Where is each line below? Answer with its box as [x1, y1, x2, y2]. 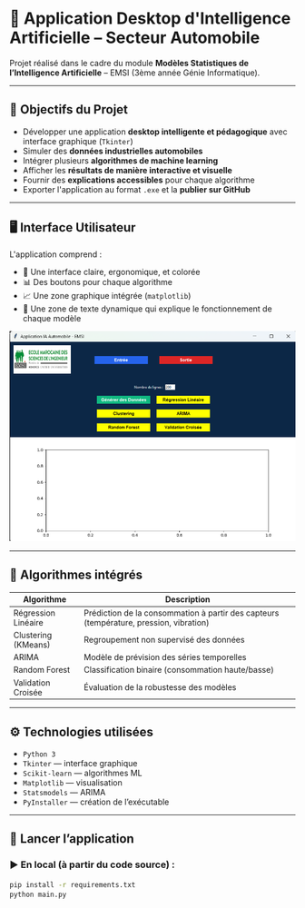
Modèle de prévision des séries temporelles [84, 652, 247, 663]
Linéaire [13, 617, 44, 627]
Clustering [13, 629, 53, 640]
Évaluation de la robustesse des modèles [84, 682, 237, 693]
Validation [13, 676, 51, 688]
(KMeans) [13, 639, 51, 650]
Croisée [13, 686, 43, 697]
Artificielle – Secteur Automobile [9, 27, 261, 48]
